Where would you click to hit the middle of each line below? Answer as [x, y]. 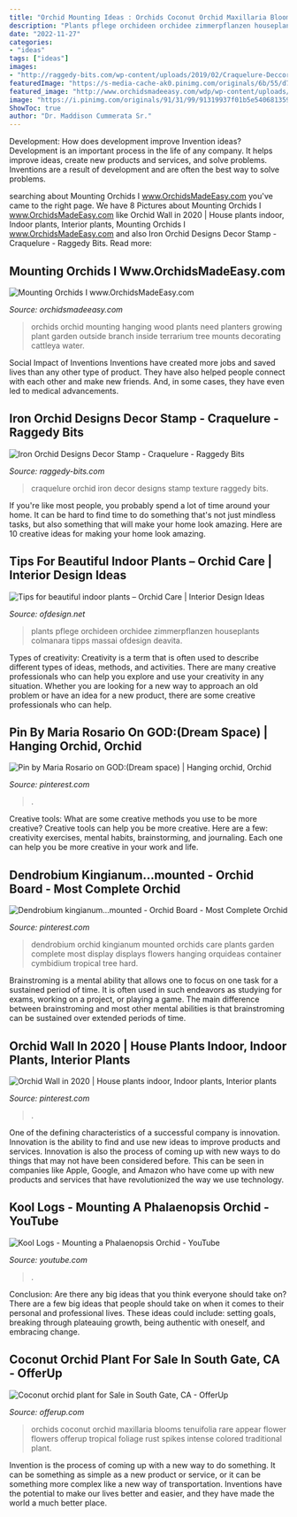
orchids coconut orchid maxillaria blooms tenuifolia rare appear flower [159, 1429]
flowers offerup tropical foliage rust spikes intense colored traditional [156, 1438]
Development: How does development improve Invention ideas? [125, 142]
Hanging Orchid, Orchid [76, 746]
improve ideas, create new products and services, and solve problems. [138, 160]
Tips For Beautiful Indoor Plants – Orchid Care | [141, 562]
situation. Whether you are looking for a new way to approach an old [134, 685]
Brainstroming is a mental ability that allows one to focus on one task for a [144, 980]
